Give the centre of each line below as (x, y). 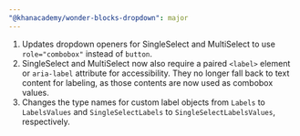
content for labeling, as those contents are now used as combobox (147, 82)
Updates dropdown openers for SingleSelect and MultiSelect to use (148, 44)
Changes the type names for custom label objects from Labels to (143, 102)
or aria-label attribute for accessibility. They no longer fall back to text (155, 73)
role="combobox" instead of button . (87, 53)
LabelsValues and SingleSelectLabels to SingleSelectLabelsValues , (148, 111)
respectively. (46, 121)
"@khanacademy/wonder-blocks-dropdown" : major (98, 18)
